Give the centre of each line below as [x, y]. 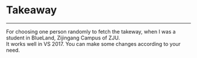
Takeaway [32, 10]
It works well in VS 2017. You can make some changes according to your [93, 43]
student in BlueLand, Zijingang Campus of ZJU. [63, 38]
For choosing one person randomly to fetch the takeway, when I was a [91, 31]
